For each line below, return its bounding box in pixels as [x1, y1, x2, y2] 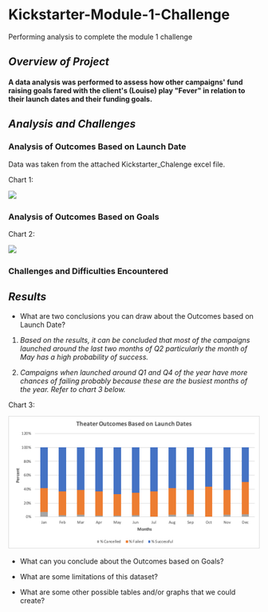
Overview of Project [8, 55, 110, 69]
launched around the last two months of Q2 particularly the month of [19, 343, 248, 353]
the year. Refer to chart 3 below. [19, 384, 126, 394]
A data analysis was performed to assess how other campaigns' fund [8, 77, 243, 87]
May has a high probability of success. [19, 352, 149, 362]
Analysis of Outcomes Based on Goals [8, 211, 160, 222]
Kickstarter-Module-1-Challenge [8, 6, 230, 24]
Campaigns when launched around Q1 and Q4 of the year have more [19, 367, 248, 377]
